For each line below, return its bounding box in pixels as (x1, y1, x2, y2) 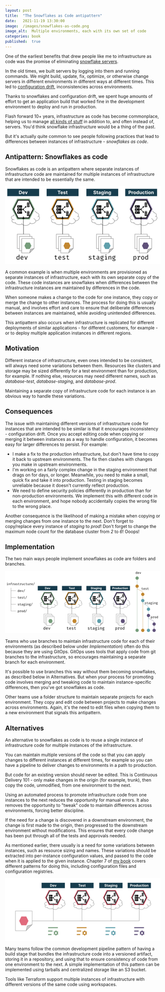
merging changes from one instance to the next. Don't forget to (5, 518, 134, 524)
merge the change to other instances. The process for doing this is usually (5, 299, 156, 305)
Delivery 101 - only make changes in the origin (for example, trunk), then (5, 777, 152, 783)
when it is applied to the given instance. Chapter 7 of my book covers (5, 858, 146, 864)
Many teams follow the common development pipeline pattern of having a (5, 946, 155, 952)
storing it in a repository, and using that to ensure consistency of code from (5, 956, 159, 962)
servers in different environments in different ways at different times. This (5, 78, 154, 84)
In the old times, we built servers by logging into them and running (5, 68, 139, 74)
